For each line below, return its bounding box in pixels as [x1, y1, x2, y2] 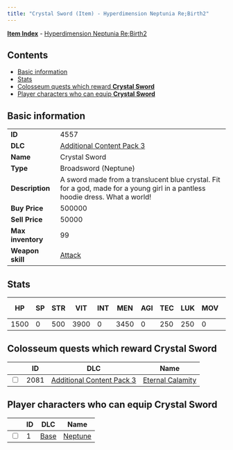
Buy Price [10, 203, 44, 213]
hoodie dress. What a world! [60, 192, 152, 202]
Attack [60, 251, 82, 260]
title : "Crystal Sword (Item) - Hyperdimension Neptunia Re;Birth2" [7, 10, 209, 17]
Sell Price [10, 215, 43, 224]
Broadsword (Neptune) [60, 164, 135, 174]
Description [10, 183, 51, 193]
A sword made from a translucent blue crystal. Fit [60, 175, 221, 185]
